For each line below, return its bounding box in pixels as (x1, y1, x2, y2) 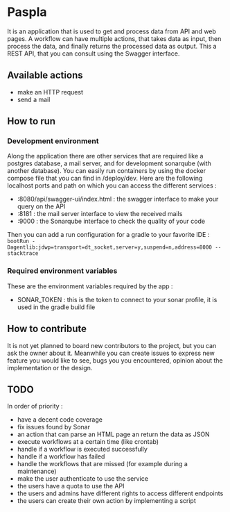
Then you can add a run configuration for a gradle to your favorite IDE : (7, 231, 210, 239)
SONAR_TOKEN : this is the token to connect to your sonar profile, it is (17, 295, 218, 304)
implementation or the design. (7, 363, 93, 372)
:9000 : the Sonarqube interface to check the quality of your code (17, 217, 206, 226)
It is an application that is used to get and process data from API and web (7, 27, 217, 35)
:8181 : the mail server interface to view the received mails (17, 210, 183, 218)
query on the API (17, 202, 66, 210)
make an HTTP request (17, 88, 84, 96)
